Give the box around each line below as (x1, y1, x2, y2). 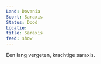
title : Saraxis (6, 30, 43, 36)
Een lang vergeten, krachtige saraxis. (6, 52, 95, 58)
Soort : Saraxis (6, 14, 43, 20)
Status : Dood (6, 19, 38, 25)
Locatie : (6, 24, 27, 31)
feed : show (6, 35, 33, 41)
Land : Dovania (6, 8, 41, 15)
